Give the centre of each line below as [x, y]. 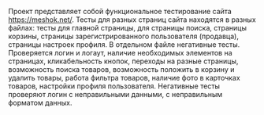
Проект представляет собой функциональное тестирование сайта [120, 11]
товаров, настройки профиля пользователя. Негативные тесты [114, 86]
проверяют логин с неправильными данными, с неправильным [115, 94]
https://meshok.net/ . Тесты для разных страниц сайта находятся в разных [132, 20]
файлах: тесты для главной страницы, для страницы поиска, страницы [127, 28]
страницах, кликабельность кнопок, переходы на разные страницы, [123, 61]
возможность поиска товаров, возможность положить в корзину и [121, 69]
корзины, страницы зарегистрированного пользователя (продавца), [123, 36]
